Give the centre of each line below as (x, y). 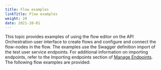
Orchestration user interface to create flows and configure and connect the (80, 42)
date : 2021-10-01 (23, 23)
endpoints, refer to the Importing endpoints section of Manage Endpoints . (79, 57)
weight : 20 (16, 18)
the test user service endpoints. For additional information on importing (77, 52)
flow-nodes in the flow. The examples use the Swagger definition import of (80, 47)
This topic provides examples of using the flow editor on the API (70, 37)
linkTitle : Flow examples (31, 14)
